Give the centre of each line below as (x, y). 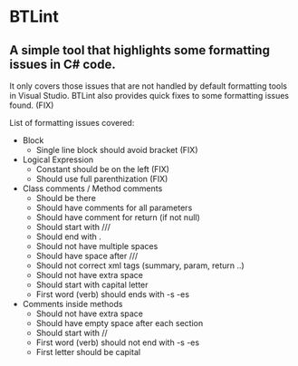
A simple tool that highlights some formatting (139, 50)
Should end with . (69, 236)
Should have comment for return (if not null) (118, 217)
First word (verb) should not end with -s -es (118, 342)
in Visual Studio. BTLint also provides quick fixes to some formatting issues (149, 96)
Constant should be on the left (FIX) (103, 169)
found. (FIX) (32, 105)
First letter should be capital (88, 352)
